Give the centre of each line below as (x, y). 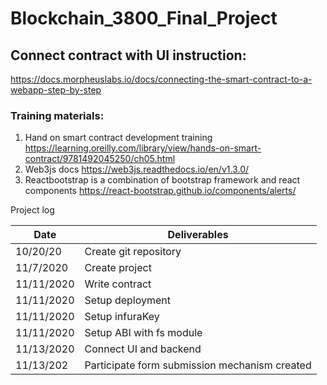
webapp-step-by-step (56, 90)
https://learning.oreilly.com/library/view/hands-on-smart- (143, 148)
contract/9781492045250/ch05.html (100, 159)
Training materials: (57, 115)
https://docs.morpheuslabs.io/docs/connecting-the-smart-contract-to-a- (161, 79)
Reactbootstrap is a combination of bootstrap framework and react (162, 180)
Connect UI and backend (143, 349)
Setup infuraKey (122, 317)
